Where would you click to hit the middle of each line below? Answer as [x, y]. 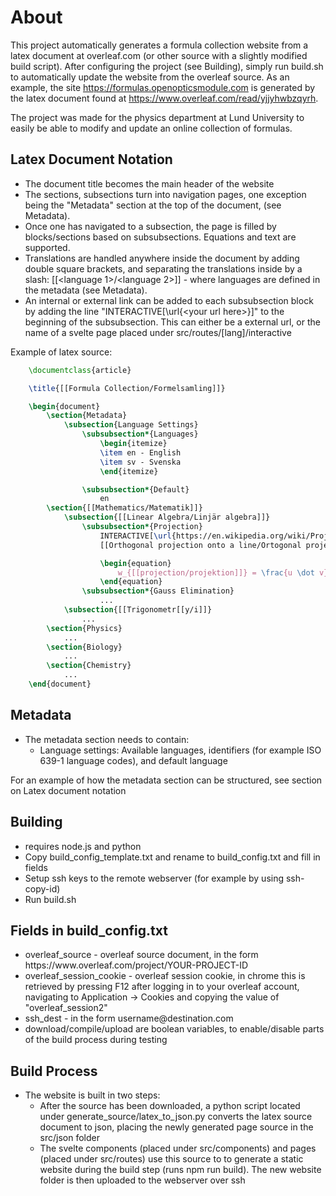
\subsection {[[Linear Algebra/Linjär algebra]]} [167, 517]
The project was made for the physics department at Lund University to [157, 117]
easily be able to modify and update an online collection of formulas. [151, 128]
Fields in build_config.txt [89, 930]
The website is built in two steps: [92, 1095]
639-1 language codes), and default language [133, 760]
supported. [47, 247]
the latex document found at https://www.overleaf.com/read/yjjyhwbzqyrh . [164, 98]
